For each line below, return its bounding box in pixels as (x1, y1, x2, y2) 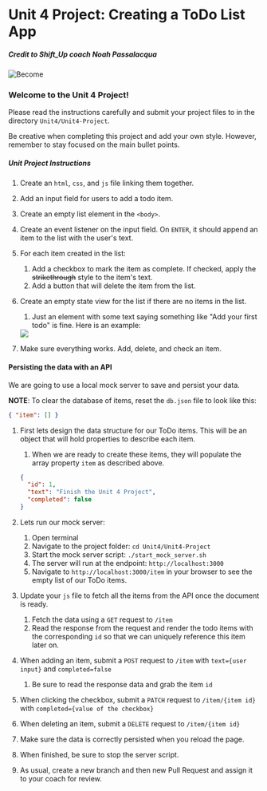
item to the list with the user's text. (19, 233, 134, 243)
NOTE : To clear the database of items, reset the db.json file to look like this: (8, 395, 257, 405)
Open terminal (31, 532, 79, 542)
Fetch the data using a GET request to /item (31, 615, 173, 624)
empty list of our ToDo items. (31, 575, 128, 584)
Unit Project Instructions (8, 158, 92, 168)
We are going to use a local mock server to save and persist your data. (8, 380, 241, 390)
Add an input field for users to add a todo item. (19, 194, 174, 204)
